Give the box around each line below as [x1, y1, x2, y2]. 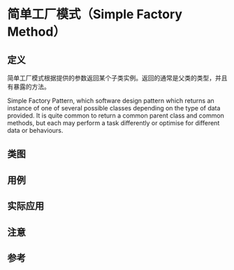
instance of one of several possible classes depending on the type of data [7, 104, 221, 112]
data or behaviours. [7, 127, 64, 134]
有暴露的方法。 [7, 83, 50, 91]
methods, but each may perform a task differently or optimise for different [7, 119, 220, 127]
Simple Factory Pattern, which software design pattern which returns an [7, 97, 214, 105]
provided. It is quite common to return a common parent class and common [7, 111, 225, 120]
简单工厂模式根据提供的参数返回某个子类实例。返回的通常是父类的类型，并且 [7, 74, 228, 82]
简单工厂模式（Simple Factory [7, 6, 183, 22]
